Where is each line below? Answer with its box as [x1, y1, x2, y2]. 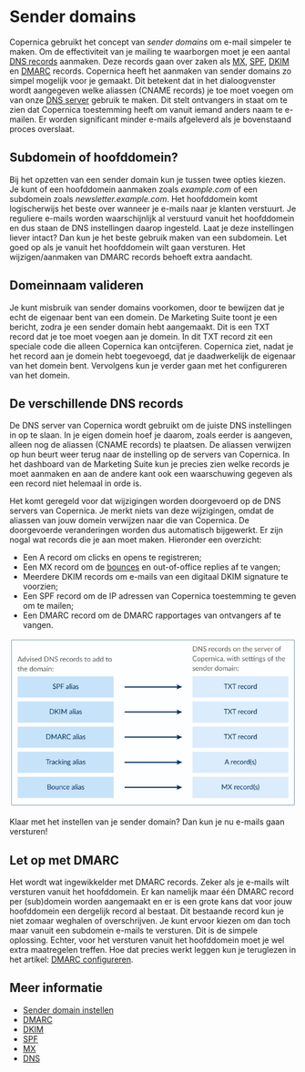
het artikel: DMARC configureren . [9, 954, 134, 966]
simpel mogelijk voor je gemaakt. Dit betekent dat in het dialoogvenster [9, 75, 276, 86]
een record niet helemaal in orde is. [9, 478, 142, 489]
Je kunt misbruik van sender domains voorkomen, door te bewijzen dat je [9, 302, 285, 313]
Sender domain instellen [22, 1004, 114, 1016]
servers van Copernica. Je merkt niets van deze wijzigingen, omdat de [9, 505, 275, 516]
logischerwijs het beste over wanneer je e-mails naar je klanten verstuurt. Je [9, 203, 297, 214]
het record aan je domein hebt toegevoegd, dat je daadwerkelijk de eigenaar [9, 350, 296, 361]
